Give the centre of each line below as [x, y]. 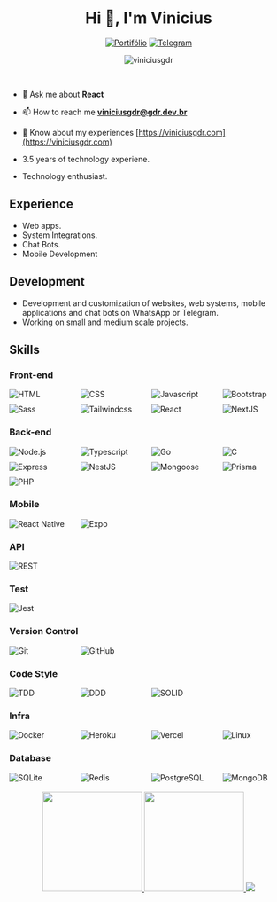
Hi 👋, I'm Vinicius [149, 18]
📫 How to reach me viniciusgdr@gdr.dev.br [104, 112]
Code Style [34, 673]
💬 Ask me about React [63, 94]
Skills [24, 349]
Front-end [31, 374]
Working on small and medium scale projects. [105, 322]
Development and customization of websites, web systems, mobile [144, 303]
